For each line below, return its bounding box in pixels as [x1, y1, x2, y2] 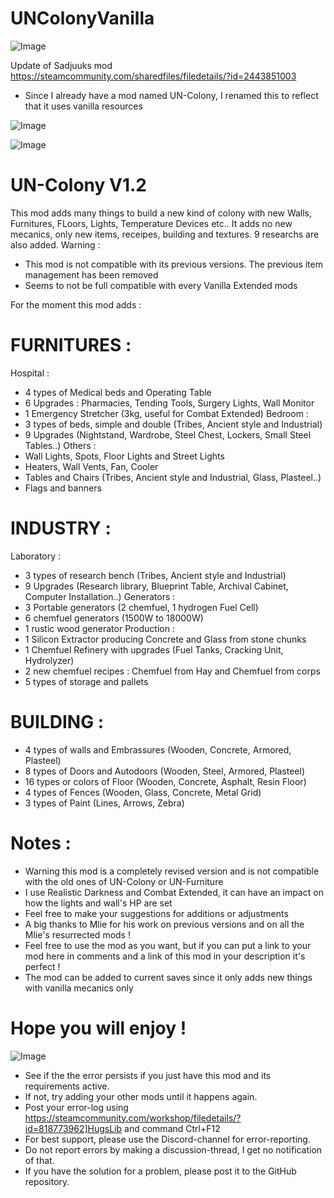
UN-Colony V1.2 [10, 174, 147, 197]
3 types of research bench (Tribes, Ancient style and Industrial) [24, 569, 287, 581]
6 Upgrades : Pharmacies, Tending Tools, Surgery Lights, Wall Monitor [24, 397, 315, 409]
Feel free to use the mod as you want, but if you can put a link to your [24, 939, 312, 951]
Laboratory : [10, 550, 62, 562]
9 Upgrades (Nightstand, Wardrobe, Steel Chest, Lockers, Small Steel [24, 428, 312, 441]
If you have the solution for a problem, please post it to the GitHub [24, 1165, 297, 1177]
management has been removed [24, 268, 159, 281]
